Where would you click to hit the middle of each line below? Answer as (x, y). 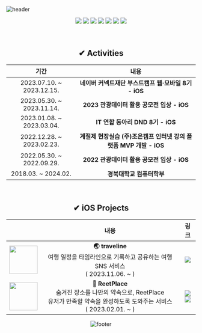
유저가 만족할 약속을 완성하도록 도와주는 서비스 (110, 301)
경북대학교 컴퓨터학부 (136, 174)
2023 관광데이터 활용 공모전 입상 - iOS (136, 105)
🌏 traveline (110, 246)
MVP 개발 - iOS (142, 145)
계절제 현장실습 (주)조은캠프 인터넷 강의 (132, 136)
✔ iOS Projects (101, 208)
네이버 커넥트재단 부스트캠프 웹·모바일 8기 (136, 83)
